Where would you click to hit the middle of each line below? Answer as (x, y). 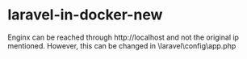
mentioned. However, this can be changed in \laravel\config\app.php (122, 45)
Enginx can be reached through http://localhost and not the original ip (123, 37)
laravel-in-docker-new (85, 15)
